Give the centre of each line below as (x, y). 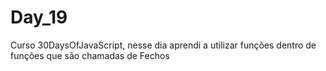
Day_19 (39, 17)
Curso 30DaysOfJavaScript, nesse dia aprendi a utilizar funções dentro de (163, 45)
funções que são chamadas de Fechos (90, 55)
